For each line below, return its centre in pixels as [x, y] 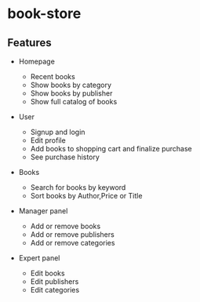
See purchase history [65, 157]
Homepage [37, 61]
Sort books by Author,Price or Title [86, 196]
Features [29, 43]
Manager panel [43, 211]
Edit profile [48, 140]
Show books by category [71, 85]
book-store [44, 14]
